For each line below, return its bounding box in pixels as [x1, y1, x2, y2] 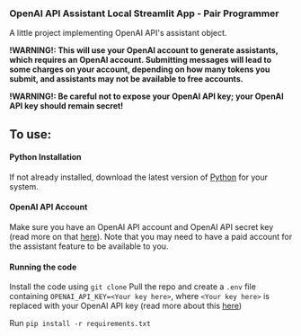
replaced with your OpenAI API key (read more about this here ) [9, 300, 243, 312]
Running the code [9, 261, 77, 272]
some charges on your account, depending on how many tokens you [9, 64, 270, 75]
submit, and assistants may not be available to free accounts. [9, 74, 244, 84]
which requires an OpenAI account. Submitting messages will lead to [9, 55, 272, 66]
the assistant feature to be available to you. [9, 241, 169, 252]
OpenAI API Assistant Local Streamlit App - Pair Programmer [9, 7, 279, 20]
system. [9, 181, 39, 191]
